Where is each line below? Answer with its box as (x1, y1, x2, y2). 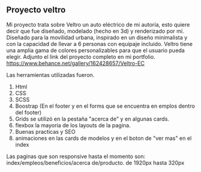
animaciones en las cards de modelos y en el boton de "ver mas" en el (15, 134, 192, 142)
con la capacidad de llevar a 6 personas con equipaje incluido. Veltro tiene (6, 40, 193, 47)
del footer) (15, 108, 42, 116)
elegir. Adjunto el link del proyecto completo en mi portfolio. (6, 53, 156, 60)
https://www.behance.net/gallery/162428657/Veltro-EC (6, 59, 145, 67)
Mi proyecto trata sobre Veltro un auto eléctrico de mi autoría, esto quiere (6, 21, 190, 28)
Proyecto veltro (6, 5, 66, 15)
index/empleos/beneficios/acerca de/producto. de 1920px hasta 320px (6, 159, 185, 166)
